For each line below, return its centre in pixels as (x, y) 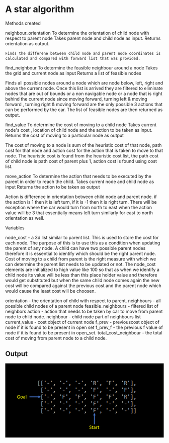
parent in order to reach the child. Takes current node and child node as (80, 182)
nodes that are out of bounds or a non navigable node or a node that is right (84, 94)
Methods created (23, 23)
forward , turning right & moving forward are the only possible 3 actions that (84, 104)
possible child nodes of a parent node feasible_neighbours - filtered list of (82, 306)
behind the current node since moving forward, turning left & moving (76, 99)
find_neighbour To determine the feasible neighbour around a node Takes (81, 68)
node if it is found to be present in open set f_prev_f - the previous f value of (84, 327)
